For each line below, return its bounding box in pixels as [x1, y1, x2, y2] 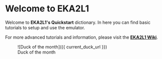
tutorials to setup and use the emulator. [5, 24, 85, 30]
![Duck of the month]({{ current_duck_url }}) [17, 44, 108, 50]
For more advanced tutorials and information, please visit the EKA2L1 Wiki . [5, 34, 158, 40]
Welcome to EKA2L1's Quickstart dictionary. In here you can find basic [5, 19, 151, 25]
